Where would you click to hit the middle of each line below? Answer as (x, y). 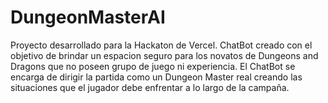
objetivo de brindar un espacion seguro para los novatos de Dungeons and (164, 55)
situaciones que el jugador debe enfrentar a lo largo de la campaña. (150, 87)
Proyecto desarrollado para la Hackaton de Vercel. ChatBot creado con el (161, 45)
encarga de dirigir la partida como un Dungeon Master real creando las (156, 77)
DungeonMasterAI (88, 17)
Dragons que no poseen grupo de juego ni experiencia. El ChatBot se (153, 66)
